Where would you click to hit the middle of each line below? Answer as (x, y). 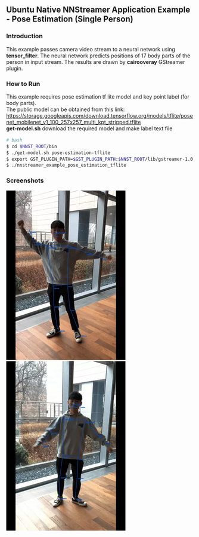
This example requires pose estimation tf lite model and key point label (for (98, 96)
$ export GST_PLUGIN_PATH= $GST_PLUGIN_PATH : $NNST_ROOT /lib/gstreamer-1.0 (100, 159)
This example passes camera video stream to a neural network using (91, 49)
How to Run (23, 84)
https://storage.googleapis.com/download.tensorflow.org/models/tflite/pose (100, 115)
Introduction (24, 36)
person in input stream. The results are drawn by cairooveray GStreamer (96, 62)
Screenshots (25, 180)
